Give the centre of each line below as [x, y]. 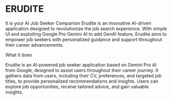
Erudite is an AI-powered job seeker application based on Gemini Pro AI [81, 65]
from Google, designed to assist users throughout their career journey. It [82, 70]
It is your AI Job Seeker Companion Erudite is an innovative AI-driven [78, 23]
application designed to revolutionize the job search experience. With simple [86, 28]
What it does [19, 55]
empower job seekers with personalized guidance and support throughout [84, 39]
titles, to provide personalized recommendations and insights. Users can [82, 81]
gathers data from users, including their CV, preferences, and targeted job [83, 75]
